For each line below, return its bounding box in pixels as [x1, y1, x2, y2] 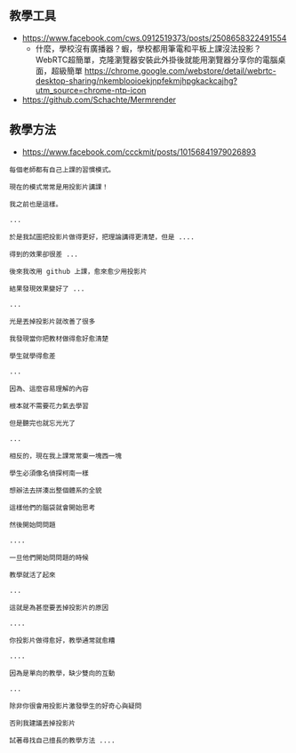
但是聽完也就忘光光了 [9, 419, 76, 428]
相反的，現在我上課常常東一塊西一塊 [9, 452, 123, 461]
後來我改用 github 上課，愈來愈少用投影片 [9, 267, 148, 276]
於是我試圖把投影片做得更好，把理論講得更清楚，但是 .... [9, 232, 196, 242]
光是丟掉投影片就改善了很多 [9, 316, 96, 326]
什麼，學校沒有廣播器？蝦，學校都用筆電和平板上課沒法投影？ [35, 43, 262, 53]
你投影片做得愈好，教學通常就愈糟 [9, 636, 116, 645]
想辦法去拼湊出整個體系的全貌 [9, 485, 102, 495]
